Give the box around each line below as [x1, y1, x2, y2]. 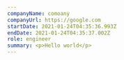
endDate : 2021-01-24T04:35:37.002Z [7, 29, 111, 37]
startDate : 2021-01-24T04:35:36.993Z [7, 23, 117, 30]
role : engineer [7, 36, 52, 43]
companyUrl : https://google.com [7, 17, 101, 23]
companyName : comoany [7, 10, 70, 17]
